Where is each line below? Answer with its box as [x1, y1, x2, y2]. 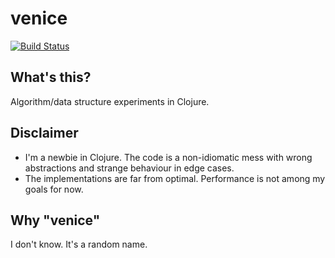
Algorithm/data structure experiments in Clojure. [10, 95, 210, 107]
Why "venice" [10, 212, 101, 229]
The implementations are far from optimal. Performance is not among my [24, 172, 326, 184]
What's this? [10, 69, 92, 86]
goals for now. [24, 183, 84, 195]
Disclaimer [10, 125, 79, 142]
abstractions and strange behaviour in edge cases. [24, 162, 235, 174]
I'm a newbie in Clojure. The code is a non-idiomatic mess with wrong [24, 151, 313, 163]
